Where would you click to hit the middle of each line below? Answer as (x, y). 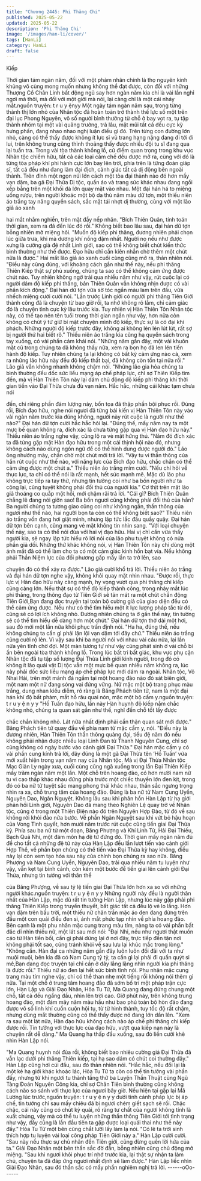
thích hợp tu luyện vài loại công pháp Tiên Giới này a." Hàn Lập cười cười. (97, 1135)
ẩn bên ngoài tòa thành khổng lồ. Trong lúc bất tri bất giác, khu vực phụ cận (100, 652)
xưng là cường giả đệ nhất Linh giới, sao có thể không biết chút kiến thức (96, 245)
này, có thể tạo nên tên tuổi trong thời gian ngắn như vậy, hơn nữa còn (93, 315)
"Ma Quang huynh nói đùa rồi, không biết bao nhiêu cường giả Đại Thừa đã (99, 1052)
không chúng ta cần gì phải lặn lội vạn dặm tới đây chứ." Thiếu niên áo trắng (100, 633)
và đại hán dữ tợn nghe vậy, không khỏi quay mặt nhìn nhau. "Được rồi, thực (100, 575)
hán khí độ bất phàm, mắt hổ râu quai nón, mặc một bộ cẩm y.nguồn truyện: (100, 697)
